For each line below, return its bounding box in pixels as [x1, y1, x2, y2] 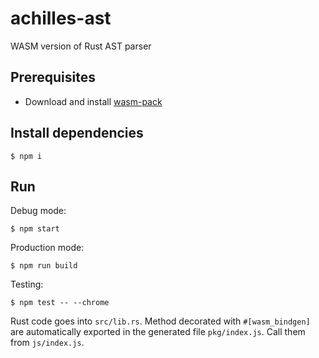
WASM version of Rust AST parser [10, 40, 152, 52]
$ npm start [10, 224, 60, 234]
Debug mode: [10, 205, 67, 217]
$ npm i [10, 151, 43, 161]
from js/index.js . [10, 337, 85, 349]
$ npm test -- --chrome [10, 298, 110, 308]
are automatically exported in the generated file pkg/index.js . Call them [10, 326, 306, 338]
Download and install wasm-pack [24, 95, 163, 107]
